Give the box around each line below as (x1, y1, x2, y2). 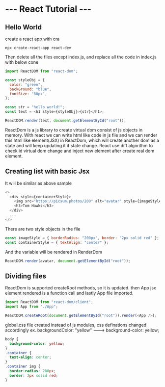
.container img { (5, 364, 41, 369)
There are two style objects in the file (5, 226, 81, 232)
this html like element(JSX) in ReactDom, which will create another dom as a (5, 137, 160, 143)
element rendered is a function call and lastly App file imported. (5, 290, 134, 296)
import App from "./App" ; (5, 304, 58, 310)
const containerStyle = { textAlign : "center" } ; (5, 240, 109, 245)
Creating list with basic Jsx (5, 167, 90, 176)
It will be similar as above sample (5, 180, 72, 186)
